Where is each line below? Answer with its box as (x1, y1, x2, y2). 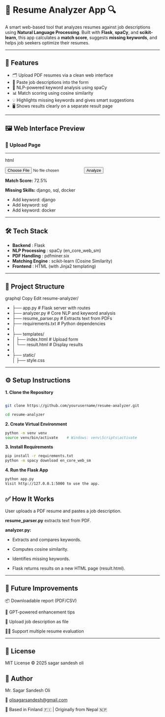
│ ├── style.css (12, 358, 45, 363)
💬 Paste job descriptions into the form (12, 79, 89, 85)
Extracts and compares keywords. (12, 537, 82, 542)
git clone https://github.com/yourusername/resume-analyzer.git (5, 403, 139, 408)
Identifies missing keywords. (12, 556, 70, 562)
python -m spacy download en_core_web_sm (5, 458, 91, 463)
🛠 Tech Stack (5, 227, 48, 235)
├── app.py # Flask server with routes (12, 305, 91, 311)
